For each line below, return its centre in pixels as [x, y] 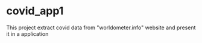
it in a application [27, 33]
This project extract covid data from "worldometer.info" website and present [101, 27]
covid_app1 [35, 11]
